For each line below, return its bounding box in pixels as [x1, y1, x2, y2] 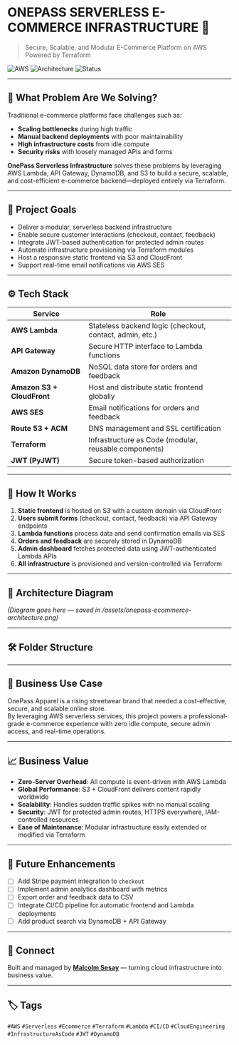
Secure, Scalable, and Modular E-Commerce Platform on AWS [24, 43, 208, 51]
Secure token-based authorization [88, 456, 204, 466]
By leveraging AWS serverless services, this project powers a [7, 711, 188, 720]
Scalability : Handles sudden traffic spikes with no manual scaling [17, 800, 210, 809]
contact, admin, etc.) [88, 330, 158, 340]
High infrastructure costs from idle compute [17, 140, 149, 148]
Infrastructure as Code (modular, [88, 435, 198, 445]
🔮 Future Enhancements [7, 857, 116, 870]
